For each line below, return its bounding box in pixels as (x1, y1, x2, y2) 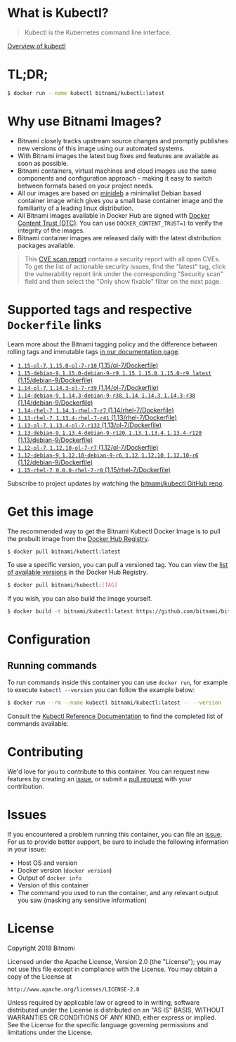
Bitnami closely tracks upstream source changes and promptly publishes (17, 136, 228, 145)
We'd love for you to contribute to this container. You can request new (7, 767, 210, 776)
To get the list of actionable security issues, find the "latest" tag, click (24, 262, 226, 271)
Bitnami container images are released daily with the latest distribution (17, 233, 221, 242)
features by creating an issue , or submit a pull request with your (7, 775, 192, 783)
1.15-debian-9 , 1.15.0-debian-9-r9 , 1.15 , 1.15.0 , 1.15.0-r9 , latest (17, 368, 212, 377)
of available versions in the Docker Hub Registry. (7, 568, 149, 577)
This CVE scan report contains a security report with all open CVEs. (24, 254, 221, 263)
